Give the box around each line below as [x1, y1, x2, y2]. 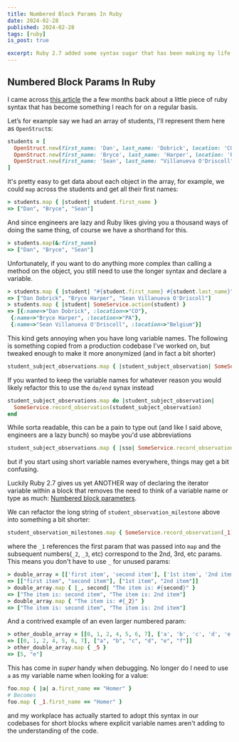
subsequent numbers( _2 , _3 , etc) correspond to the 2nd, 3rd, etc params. [7, 550, 223, 558]
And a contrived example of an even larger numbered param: [7, 617, 186, 626]
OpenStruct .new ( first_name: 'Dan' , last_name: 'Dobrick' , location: [14, 144, 221, 152]
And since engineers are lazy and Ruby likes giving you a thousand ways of [7, 218, 229, 227]
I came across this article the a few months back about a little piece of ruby [7, 95, 228, 103]
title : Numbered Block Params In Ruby [7, 10, 122, 18]
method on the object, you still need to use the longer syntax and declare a [7, 267, 227, 275]
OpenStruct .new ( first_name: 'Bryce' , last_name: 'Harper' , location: [14, 151, 224, 158]
